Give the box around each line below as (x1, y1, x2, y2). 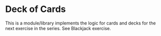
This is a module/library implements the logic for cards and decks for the (5, 20, 156, 26)
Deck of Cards (5, 3, 66, 15)
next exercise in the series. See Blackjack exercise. (5, 25, 111, 31)
